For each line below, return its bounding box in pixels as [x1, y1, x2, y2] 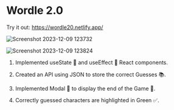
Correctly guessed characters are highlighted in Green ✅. [15, 96, 159, 103]
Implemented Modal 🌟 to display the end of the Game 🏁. [15, 85, 156, 92]
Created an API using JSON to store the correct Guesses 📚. [15, 71, 166, 78]
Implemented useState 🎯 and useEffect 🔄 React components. [15, 59, 169, 66]
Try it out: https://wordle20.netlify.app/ [6, 24, 103, 31]
